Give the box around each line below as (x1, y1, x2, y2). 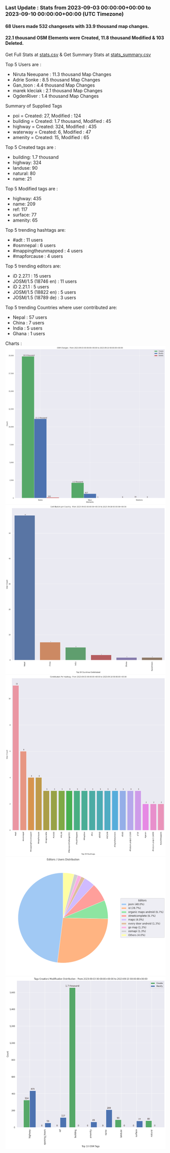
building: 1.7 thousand (12, 154, 59, 160)
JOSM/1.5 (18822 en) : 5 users (12, 289, 76, 295)
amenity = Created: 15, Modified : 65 (12, 134, 89, 140)
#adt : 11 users (12, 236, 43, 243)
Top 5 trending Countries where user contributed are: (5, 304, 118, 310)
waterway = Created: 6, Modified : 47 (12, 129, 92, 135)
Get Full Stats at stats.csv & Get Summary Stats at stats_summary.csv (5, 51, 151, 58)
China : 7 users (12, 319, 45, 326)
